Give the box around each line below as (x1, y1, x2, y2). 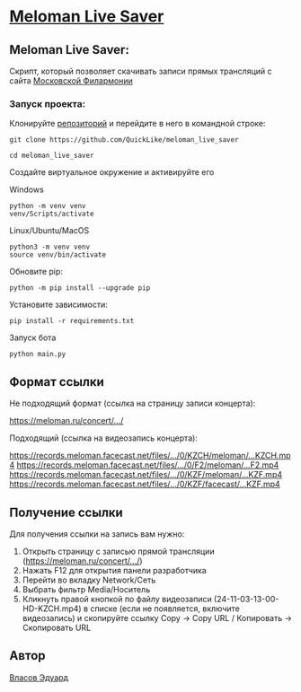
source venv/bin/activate (9, 250, 106, 259)
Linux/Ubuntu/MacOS (9, 225, 90, 236)
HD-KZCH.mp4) (22, 603, 83, 614)
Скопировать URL (22, 622, 92, 633)
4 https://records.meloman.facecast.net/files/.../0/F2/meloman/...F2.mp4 (9, 460, 279, 470)
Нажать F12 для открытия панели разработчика (22, 565, 207, 575)
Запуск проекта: (9, 97, 86, 109)
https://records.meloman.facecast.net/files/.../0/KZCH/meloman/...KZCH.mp (9, 451, 291, 461)
